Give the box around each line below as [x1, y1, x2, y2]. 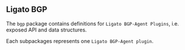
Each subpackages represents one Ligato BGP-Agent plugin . [6, 37, 154, 44]
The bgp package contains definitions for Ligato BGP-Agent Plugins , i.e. [6, 20, 179, 27]
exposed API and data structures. [6, 26, 87, 33]
